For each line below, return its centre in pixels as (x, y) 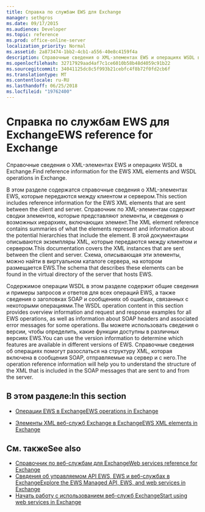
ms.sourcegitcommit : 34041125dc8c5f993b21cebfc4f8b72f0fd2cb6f (88, 69)
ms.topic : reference (33, 35)
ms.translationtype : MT (37, 75)
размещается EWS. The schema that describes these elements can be (95, 267)
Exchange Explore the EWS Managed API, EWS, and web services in (100, 483)
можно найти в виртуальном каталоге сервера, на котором (85, 261)
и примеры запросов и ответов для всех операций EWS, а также (91, 292)
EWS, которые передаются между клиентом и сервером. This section (97, 196)
